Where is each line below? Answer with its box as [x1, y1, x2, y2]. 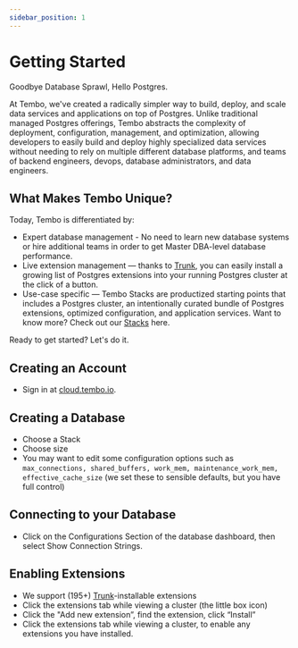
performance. [21, 251, 73, 262]
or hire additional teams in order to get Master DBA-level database [21, 241, 266, 252]
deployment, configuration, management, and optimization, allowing [9, 127, 260, 138]
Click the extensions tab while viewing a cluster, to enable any [21, 619, 251, 629]
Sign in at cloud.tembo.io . [21, 384, 117, 395]
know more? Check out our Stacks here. [21, 317, 170, 328]
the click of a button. [21, 279, 99, 290]
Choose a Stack [21, 434, 81, 444]
